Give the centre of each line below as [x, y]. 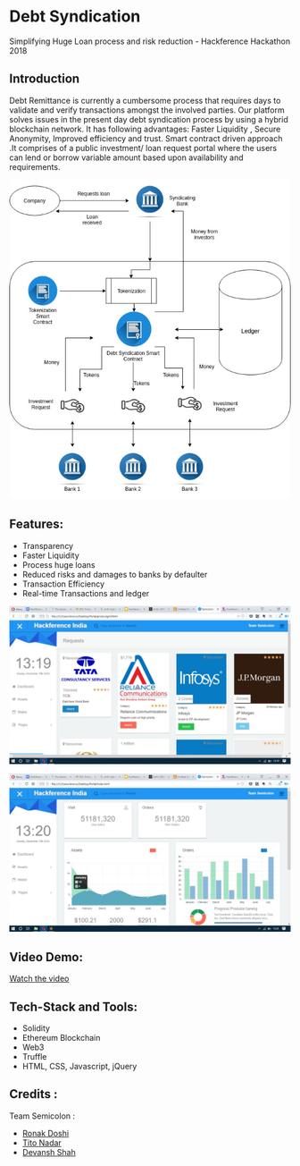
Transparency [48, 545]
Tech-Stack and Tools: [74, 1006]
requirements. [35, 166]
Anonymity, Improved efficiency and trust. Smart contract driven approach [146, 138]
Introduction [45, 79]
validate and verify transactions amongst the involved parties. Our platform [147, 110]
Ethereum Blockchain [61, 1038]
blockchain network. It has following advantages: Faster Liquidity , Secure [145, 129]
